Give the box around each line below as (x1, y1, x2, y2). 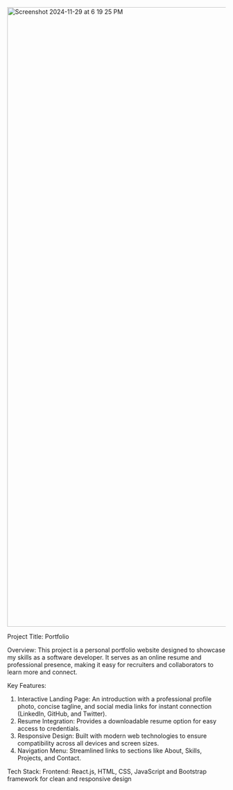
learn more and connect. (7, 668, 78, 676)
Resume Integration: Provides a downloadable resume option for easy (17, 717, 217, 725)
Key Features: (7, 682, 46, 689)
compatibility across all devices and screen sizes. (17, 739, 159, 747)
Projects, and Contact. (17, 754, 82, 762)
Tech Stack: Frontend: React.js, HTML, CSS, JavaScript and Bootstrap (7, 767, 207, 775)
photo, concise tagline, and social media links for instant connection (17, 703, 212, 710)
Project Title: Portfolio (7, 632, 69, 641)
